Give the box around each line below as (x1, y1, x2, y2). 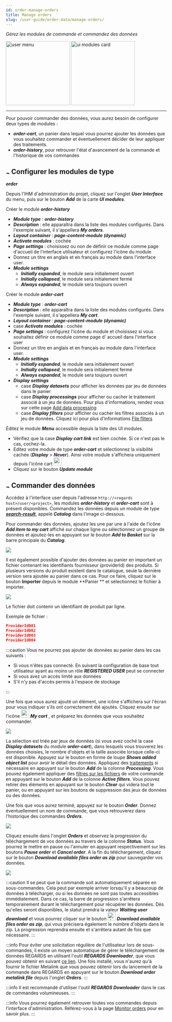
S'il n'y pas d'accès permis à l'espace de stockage (13, 678, 120, 684)
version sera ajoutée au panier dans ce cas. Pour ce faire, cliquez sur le (6, 573, 156, 579)
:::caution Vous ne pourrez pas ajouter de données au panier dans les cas (6, 646, 161, 653)
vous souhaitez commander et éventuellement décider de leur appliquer (13, 136, 165, 142)
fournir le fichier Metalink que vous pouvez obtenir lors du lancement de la (6, 964, 163, 970)
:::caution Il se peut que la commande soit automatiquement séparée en (6, 879, 157, 885)
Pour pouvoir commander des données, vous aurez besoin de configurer (6, 115, 159, 121)
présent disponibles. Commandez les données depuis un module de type (6, 506, 160, 511)
